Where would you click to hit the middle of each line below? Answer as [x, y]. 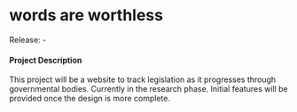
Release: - [28, 40]
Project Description [46, 60]
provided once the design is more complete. [90, 99]
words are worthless [86, 15]
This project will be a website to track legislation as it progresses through [143, 79]
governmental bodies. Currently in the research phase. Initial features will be [148, 89]
